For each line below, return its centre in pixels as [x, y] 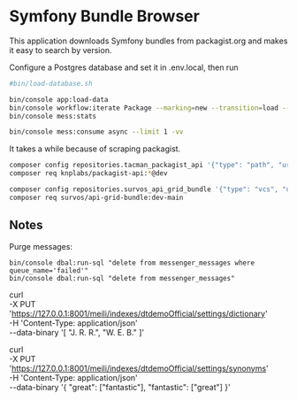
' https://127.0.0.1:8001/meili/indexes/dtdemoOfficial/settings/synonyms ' [139, 368]
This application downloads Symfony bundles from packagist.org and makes [148, 41]
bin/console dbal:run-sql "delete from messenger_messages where [132, 263]
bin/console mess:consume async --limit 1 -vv [96, 132]
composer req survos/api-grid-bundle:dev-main [96, 197]
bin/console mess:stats [53, 116]
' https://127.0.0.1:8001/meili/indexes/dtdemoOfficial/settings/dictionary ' [138, 313]
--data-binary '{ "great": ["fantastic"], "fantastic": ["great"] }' [120, 387]
